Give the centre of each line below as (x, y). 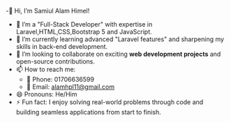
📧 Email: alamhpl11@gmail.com (70, 87)
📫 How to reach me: (46, 69)
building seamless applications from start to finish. (88, 112)
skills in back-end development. (62, 46)
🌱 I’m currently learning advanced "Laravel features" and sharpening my (120, 39)
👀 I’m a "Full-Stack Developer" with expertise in (84, 24)
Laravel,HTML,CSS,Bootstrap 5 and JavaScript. (84, 32)
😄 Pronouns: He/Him (46, 94)
